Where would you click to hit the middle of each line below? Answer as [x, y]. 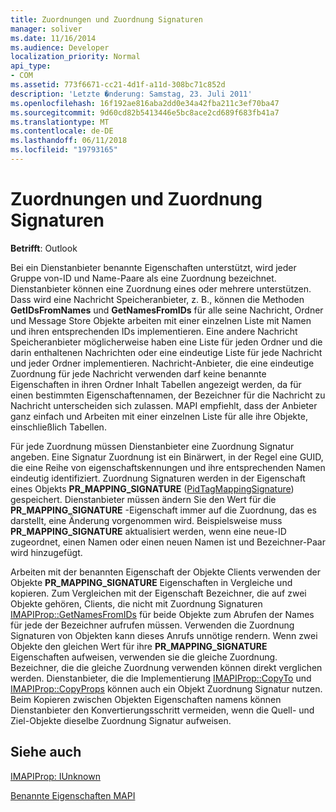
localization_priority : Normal [75, 57]
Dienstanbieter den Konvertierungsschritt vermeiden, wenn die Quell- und [162, 710]
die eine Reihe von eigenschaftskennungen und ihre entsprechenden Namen [168, 467]
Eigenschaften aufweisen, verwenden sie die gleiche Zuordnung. [144, 657]
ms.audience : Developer [60, 47]
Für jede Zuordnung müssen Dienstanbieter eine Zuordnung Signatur [152, 446]
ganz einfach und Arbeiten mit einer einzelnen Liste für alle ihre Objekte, [159, 416]
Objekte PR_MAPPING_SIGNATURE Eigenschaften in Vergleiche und [151, 582]
